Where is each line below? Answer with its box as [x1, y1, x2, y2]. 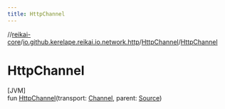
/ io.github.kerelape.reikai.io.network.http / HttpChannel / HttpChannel [20, 37, 219, 46]
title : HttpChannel [7, 10, 66, 18]
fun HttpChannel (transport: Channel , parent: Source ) [7, 93, 162, 102]
